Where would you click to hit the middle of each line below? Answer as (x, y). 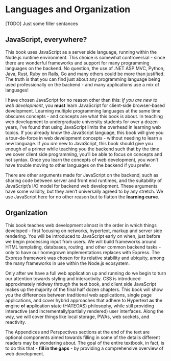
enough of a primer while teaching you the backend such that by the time (82, 149)
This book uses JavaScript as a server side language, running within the (81, 52)
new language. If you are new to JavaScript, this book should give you (79, 143)
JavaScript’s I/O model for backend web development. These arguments (81, 186)
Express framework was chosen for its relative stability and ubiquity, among (85, 258)
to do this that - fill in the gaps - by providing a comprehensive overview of (84, 348)
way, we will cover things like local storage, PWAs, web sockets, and (77, 317)
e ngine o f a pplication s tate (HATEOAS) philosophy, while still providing (80, 306)
